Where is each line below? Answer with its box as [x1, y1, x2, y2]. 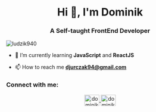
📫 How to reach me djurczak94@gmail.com [14, 64, 127, 71]
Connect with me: [6, 80, 59, 89]
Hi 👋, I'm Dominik [57, 5, 143, 19]
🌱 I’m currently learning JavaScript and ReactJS [14, 52, 135, 59]
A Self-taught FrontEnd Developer [49, 27, 151, 35]
